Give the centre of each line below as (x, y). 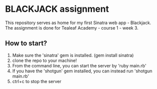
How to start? (26, 44)
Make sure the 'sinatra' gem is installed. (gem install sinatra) (73, 55)
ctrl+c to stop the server (37, 81)
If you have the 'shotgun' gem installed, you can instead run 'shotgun (82, 71)
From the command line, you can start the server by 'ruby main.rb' (79, 65)
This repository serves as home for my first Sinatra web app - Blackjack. (78, 23)
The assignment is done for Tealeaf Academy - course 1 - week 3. (72, 28)
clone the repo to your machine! (44, 60)
